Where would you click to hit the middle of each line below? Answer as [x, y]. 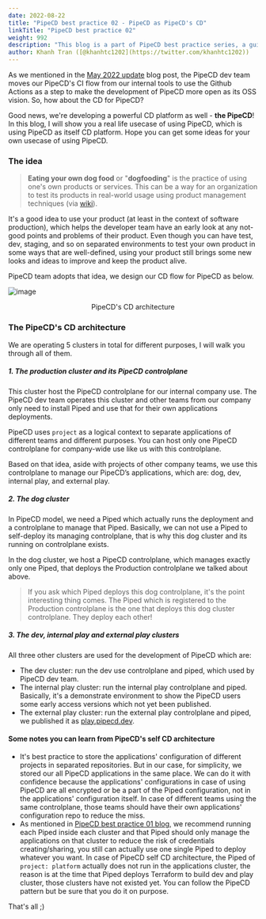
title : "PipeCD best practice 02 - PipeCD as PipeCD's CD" [108, 23]
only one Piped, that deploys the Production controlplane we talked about [128, 568]
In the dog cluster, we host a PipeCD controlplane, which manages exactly [129, 560]
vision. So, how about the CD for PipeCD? [76, 100]
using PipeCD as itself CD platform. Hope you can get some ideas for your [129, 132]
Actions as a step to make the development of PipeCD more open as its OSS [133, 91]
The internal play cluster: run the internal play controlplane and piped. [133, 687]
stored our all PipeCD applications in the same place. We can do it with [135, 773]
